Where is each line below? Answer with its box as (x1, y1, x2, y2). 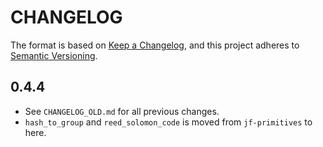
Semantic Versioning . (10, 49, 98, 61)
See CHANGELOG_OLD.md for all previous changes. (24, 105, 220, 117)
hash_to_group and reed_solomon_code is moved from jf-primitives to (24, 116, 313, 128)
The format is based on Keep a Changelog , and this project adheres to (10, 39, 300, 51)
